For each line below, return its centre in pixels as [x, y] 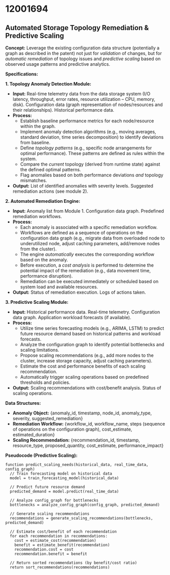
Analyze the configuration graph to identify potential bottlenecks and [92, 344]
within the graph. [38, 126]
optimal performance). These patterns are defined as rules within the [92, 153]
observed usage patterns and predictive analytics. [58, 64]
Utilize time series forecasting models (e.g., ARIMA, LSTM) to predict [92, 328]
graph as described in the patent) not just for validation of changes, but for [84, 53]
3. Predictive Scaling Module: [37, 302]
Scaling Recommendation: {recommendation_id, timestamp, [76, 440]
